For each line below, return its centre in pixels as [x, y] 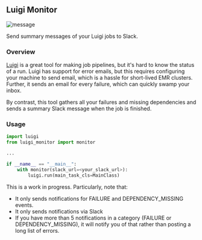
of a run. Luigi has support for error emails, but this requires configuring [96, 71]
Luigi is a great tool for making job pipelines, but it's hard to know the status [100, 65]
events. [24, 205]
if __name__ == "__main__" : [42, 164]
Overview [21, 52]
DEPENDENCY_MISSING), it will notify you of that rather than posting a [103, 224]
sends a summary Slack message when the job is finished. [79, 109]
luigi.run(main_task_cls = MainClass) [74, 175]
